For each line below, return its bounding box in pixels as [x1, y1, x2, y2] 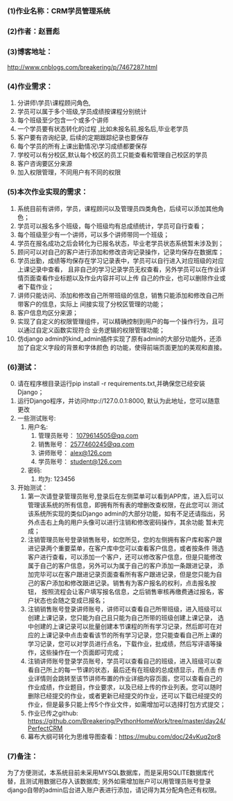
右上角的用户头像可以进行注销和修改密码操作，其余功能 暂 [46, 518, 212, 527]
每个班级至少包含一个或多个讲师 [17, 116, 109, 124]
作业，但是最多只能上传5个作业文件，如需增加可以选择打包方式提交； [27, 700, 226, 709]
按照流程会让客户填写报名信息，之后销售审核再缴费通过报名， [41, 588, 218, 596]
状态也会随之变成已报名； [33, 596, 107, 605]
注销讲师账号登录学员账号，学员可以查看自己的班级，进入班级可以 [27, 657, 216, 666]
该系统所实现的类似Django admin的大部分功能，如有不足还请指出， [27, 509, 220, 518]
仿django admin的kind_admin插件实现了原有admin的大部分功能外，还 [17, 335, 216, 343]
